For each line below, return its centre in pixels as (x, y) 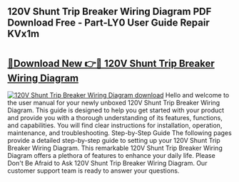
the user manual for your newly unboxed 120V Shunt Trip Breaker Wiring (114, 103)
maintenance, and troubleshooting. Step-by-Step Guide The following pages (119, 133)
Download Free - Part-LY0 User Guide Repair (109, 23)
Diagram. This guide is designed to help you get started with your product (116, 110)
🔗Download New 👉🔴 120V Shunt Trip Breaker (111, 63)
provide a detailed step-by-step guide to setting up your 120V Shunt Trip (114, 140)
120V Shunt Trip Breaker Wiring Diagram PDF (110, 12)
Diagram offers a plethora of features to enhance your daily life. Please (111, 155)
